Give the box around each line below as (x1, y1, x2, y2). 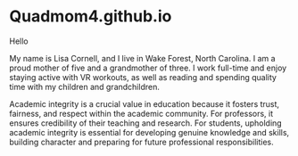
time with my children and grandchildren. (9, 81, 161, 92)
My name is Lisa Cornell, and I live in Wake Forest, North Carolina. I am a (9, 53, 276, 63)
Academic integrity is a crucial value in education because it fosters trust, (9, 98, 279, 109)
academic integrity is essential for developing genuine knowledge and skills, (9, 127, 290, 137)
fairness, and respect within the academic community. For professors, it (9, 108, 274, 119)
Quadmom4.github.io (9, 6, 172, 27)
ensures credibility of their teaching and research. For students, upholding (9, 118, 283, 128)
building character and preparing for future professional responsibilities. (9, 136, 274, 147)
